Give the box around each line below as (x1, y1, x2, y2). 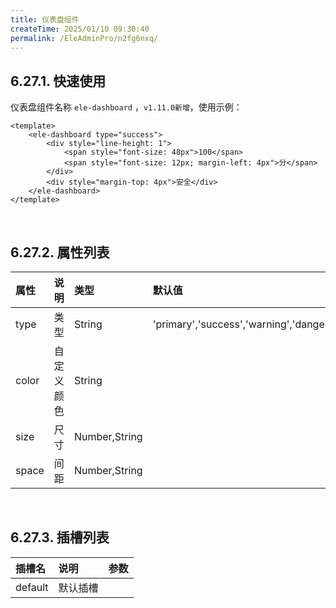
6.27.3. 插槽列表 (10, 529, 110, 546)
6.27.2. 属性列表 (10, 244, 110, 261)
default (15, 580, 49, 594)
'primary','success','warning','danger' (152, 317, 332, 331)
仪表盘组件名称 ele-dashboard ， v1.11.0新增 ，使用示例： (10, 101, 243, 113)
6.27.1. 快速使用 (10, 72, 107, 90)
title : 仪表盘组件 (10, 14, 80, 25)
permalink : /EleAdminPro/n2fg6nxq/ (10, 33, 159, 43)
